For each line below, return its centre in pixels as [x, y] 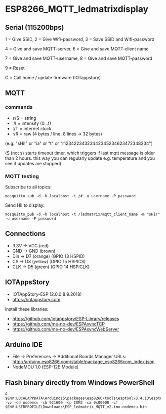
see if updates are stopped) [33, 163]
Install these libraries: [27, 309]
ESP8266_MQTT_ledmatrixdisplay [77, 9]
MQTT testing [22, 176]
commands [19, 107]
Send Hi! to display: [25, 205]
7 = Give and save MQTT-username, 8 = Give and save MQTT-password [79, 58]
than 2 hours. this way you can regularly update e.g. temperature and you [80, 158]
